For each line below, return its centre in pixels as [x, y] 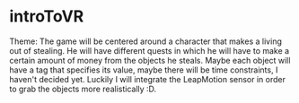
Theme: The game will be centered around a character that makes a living [146, 41]
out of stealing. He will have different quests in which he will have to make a [149, 50]
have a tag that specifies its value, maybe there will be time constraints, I [144, 70]
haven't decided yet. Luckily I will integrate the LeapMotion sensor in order [147, 79]
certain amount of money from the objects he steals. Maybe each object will [150, 60]
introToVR [47, 17]
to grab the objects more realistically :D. [83, 89]
